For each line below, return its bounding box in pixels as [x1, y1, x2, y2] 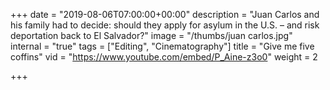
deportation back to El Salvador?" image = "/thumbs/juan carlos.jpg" [10, 30, 293, 41]
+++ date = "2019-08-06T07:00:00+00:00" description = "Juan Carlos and [10, 9, 320, 20]
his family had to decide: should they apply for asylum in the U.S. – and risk [10, 19, 320, 31]
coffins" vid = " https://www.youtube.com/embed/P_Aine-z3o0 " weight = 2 [10, 51, 318, 63]
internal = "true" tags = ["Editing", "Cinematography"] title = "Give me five [10, 40, 315, 52]
